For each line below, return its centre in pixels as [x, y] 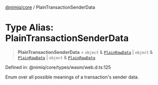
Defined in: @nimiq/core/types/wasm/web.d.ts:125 [58, 67]
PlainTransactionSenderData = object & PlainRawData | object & [85, 52]
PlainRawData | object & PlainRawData [56, 57]
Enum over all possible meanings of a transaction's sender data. [72, 77]
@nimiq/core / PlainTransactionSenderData [50, 7]
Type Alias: [30, 28]
